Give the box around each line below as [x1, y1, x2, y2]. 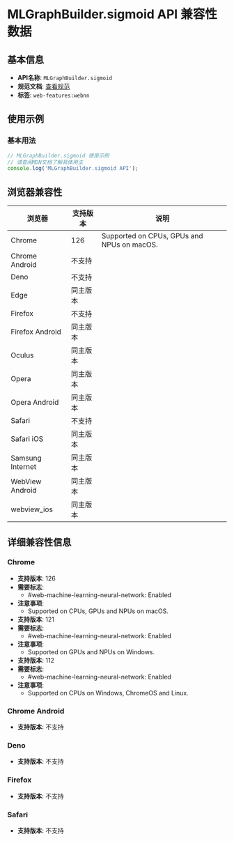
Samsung [10, 454, 42, 463]
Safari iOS [10, 434, 44, 444]
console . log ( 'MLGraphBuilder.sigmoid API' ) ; [7, 165, 139, 172]
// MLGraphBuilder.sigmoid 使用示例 [7, 152, 109, 159]
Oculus [10, 350, 34, 360]
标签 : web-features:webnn [17, 91, 90, 99]
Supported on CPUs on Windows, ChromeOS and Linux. [27, 688, 189, 697]
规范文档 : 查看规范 [17, 82, 70, 91]
